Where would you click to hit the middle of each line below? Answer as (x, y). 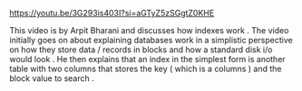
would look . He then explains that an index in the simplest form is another (147, 59)
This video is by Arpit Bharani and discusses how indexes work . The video (149, 30)
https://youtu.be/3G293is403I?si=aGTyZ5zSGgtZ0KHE (112, 13)
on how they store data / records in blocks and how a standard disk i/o (141, 50)
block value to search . (52, 78)
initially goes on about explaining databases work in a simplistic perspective (151, 40)
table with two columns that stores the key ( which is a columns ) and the (146, 68)
